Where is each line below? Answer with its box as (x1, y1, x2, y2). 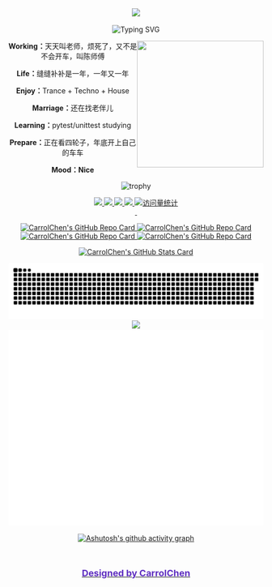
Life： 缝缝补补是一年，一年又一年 (16, 69, 130, 78)
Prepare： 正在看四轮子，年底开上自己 (9, 138, 136, 147)
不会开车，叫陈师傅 (40, 52, 105, 61)
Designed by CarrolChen (81, 568, 191, 579)
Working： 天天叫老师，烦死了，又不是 (8, 41, 138, 51)
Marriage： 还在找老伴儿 (32, 103, 113, 113)
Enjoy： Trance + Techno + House (15, 86, 130, 96)
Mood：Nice (51, 165, 95, 174)
